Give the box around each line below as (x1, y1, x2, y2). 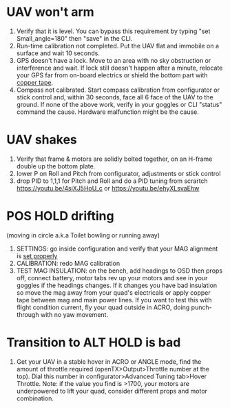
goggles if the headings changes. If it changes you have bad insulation (16, 281, 218, 289)
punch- (191, 303, 212, 311)
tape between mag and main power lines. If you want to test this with (16, 295, 212, 304)
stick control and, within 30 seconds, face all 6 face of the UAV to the (16, 93, 214, 101)
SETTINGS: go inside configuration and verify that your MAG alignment (16, 244, 218, 253)
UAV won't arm (6, 4, 94, 20)
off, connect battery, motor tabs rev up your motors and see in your (16, 273, 208, 282)
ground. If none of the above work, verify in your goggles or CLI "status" (16, 100, 222, 108)
